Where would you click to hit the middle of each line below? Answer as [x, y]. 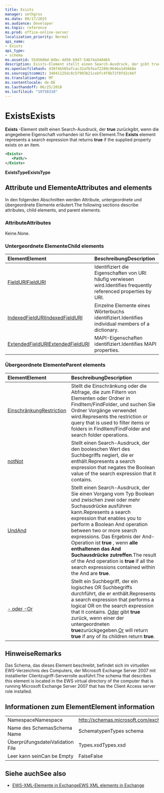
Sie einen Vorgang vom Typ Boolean [113, 494]
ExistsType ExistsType [28, 172]
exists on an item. [23, 145]
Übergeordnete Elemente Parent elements [55, 365]
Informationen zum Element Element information [80, 707]
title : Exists [20, 10]
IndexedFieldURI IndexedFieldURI [45, 318]
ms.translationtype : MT [29, 78]
